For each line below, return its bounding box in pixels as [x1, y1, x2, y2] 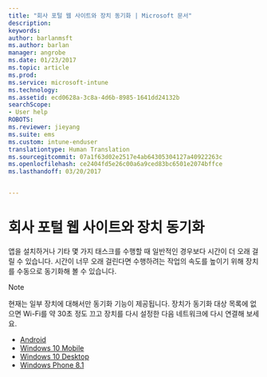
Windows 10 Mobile [19, 343, 84, 352]
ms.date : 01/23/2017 [8, 57, 77, 65]
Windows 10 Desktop [19, 351, 89, 361]
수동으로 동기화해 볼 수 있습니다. [16, 266, 117, 276]
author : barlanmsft [8, 34, 73, 42]
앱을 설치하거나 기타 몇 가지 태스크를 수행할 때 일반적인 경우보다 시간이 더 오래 [8, 246, 251, 256]
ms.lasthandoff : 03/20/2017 [8, 168, 102, 176]
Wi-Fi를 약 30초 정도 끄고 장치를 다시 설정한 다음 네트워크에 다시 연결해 [22, 308, 245, 318]
